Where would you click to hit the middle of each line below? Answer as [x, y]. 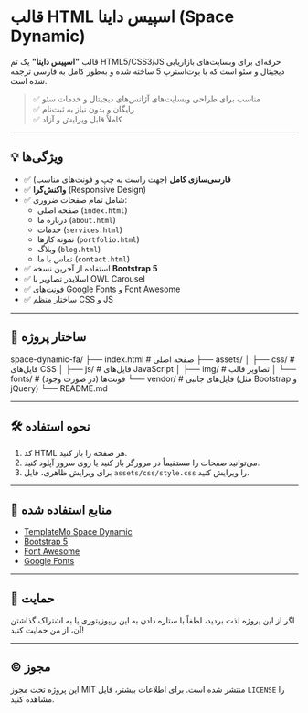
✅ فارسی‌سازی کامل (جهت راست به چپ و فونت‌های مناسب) [127, 179]
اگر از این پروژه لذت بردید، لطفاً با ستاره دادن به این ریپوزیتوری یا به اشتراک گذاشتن [153, 620]
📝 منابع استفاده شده [61, 510]
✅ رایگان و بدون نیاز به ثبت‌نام [84, 109]
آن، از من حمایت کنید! [48, 630]
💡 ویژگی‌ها [37, 157]
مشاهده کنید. [32, 699]
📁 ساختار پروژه [48, 337]
